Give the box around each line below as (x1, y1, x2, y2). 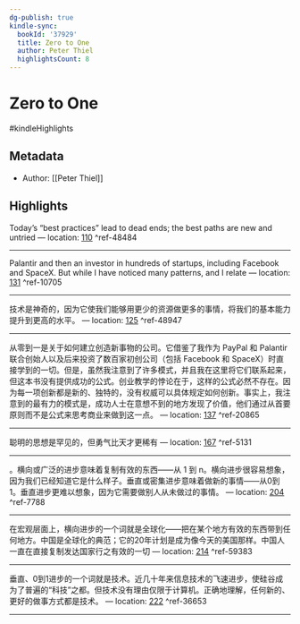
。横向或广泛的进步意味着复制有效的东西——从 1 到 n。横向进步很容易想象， (9, 464, 290, 474)
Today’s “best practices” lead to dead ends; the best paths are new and (9, 222, 272, 233)
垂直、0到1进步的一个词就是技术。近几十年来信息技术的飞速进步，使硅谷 (9, 573, 276, 584)
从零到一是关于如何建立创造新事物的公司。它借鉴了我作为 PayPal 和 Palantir (9, 342, 288, 353)
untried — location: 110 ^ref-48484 (9, 232, 137, 243)
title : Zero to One (17, 38, 90, 47)
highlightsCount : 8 (17, 55, 90, 64)
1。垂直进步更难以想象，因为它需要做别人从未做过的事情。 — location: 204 (9, 486, 285, 497)
